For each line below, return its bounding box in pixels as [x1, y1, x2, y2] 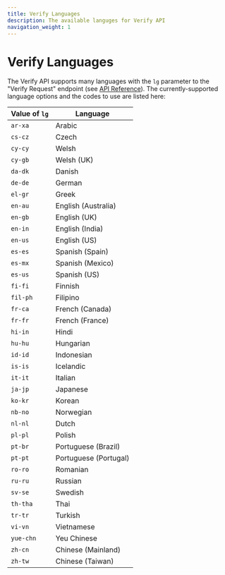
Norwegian [55, 407, 92, 417]
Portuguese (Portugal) [55, 453, 130, 463]
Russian [55, 476, 83, 486]
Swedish [55, 488, 85, 497]
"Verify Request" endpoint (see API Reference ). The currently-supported [7, 85, 219, 93]
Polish [55, 430, 76, 440]
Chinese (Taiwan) [55, 557, 114, 567]
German [55, 178, 83, 188]
